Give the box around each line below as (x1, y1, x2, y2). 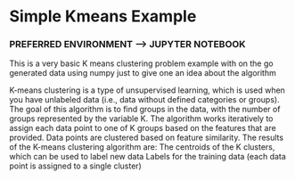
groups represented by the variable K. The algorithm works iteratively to (9, 113, 274, 124)
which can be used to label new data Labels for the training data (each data (9, 151, 287, 162)
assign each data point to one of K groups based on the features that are (9, 123, 276, 134)
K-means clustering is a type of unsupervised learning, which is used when (9, 85, 285, 95)
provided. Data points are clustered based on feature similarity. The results (9, 132, 283, 143)
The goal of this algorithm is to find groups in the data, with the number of (9, 104, 281, 115)
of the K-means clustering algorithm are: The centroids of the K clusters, (9, 142, 275, 152)
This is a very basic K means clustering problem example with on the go (9, 58, 274, 69)
